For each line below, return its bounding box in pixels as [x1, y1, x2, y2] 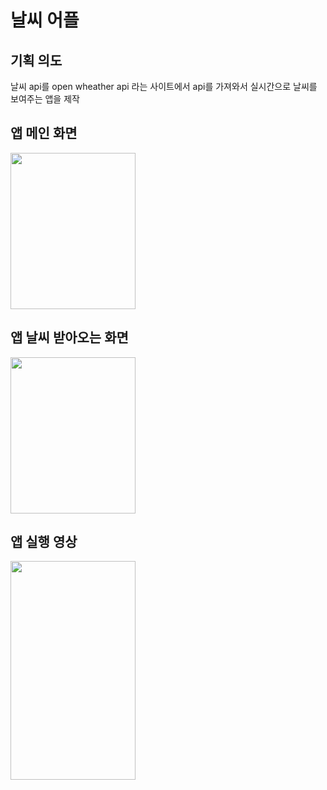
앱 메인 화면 [10, 125, 78, 142]
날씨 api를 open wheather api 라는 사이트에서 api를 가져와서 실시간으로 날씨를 [10, 81, 318, 92]
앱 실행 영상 [10, 534, 78, 551]
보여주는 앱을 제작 [10, 93, 80, 105]
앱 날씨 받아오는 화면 [10, 329, 129, 346]
